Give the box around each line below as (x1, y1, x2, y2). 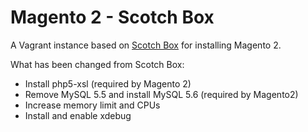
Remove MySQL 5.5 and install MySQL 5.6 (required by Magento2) (24, 88, 299, 100)
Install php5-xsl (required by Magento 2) (24, 77, 192, 90)
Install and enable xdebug (24, 109, 132, 121)
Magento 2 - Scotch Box (10, 6, 215, 29)
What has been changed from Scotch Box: (10, 58, 185, 70)
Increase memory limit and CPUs (24, 99, 161, 111)
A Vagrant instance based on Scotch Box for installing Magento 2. (10, 39, 282, 51)
